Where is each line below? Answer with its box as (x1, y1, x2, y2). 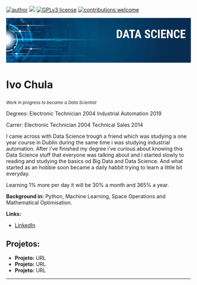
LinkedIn (14, 222, 36, 229)
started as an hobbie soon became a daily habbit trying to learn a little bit (6, 164, 183, 171)
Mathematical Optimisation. (6, 199, 72, 206)
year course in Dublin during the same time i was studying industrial (6, 139, 170, 146)
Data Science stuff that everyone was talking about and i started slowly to (6, 151, 185, 158)
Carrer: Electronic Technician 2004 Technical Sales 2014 (6, 121, 144, 128)
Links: (6, 211, 22, 218)
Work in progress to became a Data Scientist (6, 100, 97, 106)
